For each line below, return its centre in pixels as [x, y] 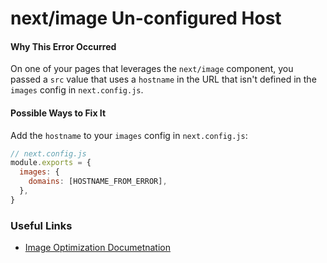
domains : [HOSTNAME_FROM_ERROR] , [98, 182]
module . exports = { [51, 163]
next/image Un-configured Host [146, 18]
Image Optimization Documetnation [97, 248]
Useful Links [41, 225]
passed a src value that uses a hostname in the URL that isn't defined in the [163, 79]
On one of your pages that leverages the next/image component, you [152, 69]
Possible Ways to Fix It [58, 113]
